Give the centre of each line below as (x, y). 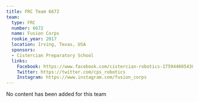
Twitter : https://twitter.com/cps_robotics (71, 72)
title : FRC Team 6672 (33, 11)
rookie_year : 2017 (34, 39)
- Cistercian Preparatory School (53, 55)
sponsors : (23, 50)
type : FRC (23, 22)
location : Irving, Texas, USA (49, 45)
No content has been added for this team (56, 94)
